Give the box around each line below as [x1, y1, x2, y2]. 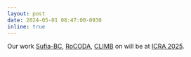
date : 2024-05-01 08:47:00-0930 [7, 17, 102, 24]
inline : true [7, 23, 46, 30]
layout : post [7, 10, 46, 17]
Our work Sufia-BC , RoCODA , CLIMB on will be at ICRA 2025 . [7, 42, 185, 51]
